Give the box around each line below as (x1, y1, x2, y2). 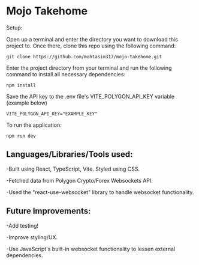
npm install (6, 82, 36, 88)
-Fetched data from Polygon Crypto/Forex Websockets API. (6, 177, 153, 184)
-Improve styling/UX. (6, 233, 58, 241)
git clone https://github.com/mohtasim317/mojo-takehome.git (6, 53, 162, 59)
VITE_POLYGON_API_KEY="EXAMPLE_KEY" (6, 111, 98, 117)
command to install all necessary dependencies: (6, 70, 126, 78)
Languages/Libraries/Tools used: (6, 149, 133, 160)
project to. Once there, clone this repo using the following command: (6, 42, 176, 49)
